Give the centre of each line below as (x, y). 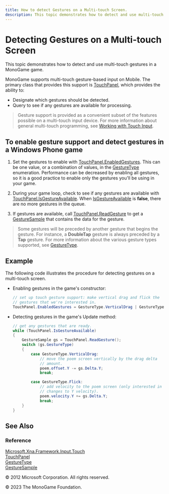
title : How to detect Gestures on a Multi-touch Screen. (66, 10)
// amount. (51, 364)
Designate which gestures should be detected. (61, 100)
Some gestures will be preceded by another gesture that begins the (88, 229)
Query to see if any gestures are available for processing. (72, 105)
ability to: (15, 90)
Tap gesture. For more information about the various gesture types (87, 240)
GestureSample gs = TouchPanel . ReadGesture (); (72, 340)
